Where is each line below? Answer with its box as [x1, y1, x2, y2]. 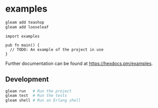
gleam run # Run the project [5, 88, 72, 94]
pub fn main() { [5, 43, 40, 48]
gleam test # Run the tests [5, 93, 67, 98]
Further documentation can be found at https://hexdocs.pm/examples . [5, 60, 153, 66]
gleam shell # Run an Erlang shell [5, 98, 81, 103]
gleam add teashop [5, 20, 44, 25]
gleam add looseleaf [5, 24, 49, 29]
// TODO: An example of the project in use [10, 47, 103, 52]
